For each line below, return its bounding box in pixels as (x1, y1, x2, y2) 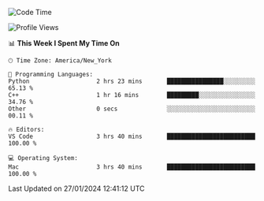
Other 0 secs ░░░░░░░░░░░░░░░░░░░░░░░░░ (8, 105, 256, 113)
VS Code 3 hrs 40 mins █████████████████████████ (8, 132, 256, 140)
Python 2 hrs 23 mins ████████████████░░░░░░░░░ (8, 77, 256, 85)
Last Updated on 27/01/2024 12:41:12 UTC (8, 184, 145, 193)
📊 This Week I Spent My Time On (8, 39, 120, 47)
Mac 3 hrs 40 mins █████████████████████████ (8, 163, 256, 171)
